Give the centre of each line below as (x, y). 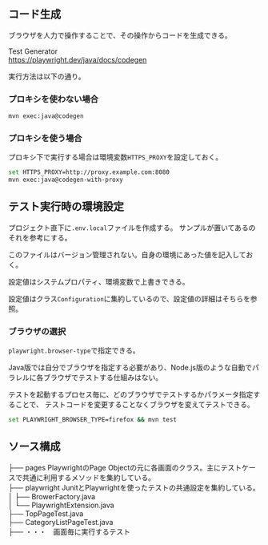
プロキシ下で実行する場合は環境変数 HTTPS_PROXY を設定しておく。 (115, 157)
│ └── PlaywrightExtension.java (61, 505)
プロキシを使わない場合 (53, 99)
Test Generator (33, 51)
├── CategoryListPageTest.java (61, 522)
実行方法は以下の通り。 (47, 76)
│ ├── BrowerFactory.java (52, 496)
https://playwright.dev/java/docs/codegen (78, 59)
